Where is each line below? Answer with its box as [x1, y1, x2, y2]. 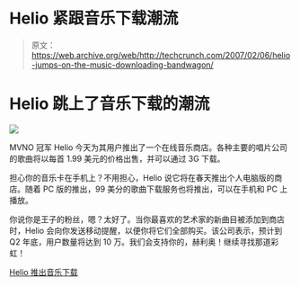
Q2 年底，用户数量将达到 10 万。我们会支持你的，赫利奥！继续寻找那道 [9, 236, 271, 247]
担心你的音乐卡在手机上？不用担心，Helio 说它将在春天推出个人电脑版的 [9, 172, 275, 183]
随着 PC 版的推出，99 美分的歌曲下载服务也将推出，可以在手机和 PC [24, 183, 278, 194]
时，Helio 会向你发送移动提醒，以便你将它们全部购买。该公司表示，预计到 [9, 225, 283, 236]
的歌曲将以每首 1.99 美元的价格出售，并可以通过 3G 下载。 [9, 153, 225, 164]
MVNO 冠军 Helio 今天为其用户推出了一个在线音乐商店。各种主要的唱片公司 [9, 141, 288, 153]
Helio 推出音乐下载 [9, 266, 78, 277]
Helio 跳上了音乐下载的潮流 [9, 94, 210, 114]
